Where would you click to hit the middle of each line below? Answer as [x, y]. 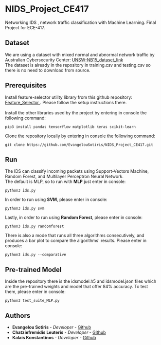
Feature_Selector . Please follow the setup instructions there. [66, 102]
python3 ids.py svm [25, 209]
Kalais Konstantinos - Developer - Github [54, 337]
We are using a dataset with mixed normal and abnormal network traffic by [80, 54]
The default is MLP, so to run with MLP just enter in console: [65, 182]
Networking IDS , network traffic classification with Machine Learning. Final [80, 22]
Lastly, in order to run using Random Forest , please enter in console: [74, 218]
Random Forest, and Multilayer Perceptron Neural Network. [64, 177]
